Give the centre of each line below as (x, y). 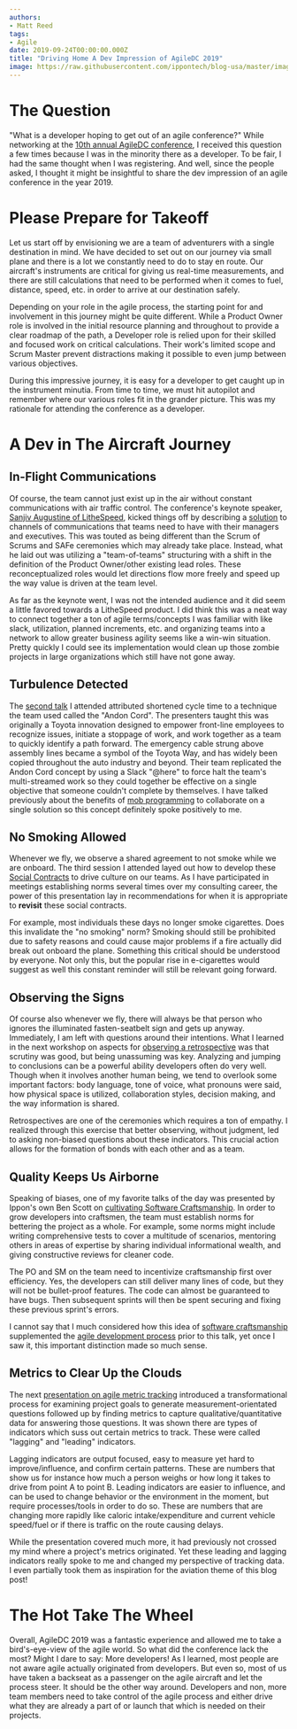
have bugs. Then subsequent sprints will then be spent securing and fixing (145, 1300)
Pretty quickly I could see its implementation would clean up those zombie (145, 647)
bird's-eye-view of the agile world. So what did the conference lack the (139, 1649)
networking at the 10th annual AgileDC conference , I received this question (145, 144)
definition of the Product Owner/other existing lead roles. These (125, 564)
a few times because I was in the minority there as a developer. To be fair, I (145, 154)
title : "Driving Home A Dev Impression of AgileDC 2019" (116, 58)
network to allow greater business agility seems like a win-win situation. (140, 638)
